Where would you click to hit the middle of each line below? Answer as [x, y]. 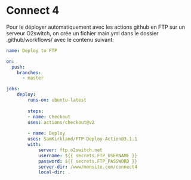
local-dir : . [54, 172]
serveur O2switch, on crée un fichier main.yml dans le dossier [82, 33]
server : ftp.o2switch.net [70, 150]
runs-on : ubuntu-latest [57, 100]
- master [33, 78]
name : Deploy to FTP [32, 51]
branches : [29, 72]
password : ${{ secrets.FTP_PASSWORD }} [87, 161]
